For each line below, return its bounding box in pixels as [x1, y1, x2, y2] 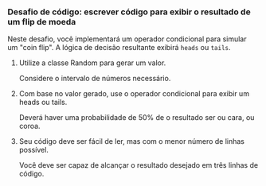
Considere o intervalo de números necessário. [18, 74, 171, 83]
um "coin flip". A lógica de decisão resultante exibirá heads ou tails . [7, 43, 232, 52]
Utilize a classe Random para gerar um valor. [18, 58, 166, 68]
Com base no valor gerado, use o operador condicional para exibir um [18, 89, 250, 99]
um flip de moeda [7, 16, 76, 27]
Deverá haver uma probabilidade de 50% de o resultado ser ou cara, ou [18, 113, 255, 122]
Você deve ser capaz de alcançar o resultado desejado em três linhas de [18, 161, 259, 170]
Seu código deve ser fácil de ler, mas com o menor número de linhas [18, 137, 244, 146]
